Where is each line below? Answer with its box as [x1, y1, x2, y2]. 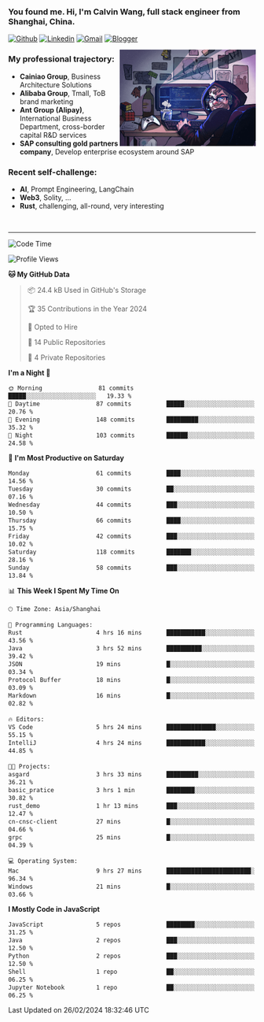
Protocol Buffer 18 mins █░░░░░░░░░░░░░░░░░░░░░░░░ [8, 676, 255, 683]
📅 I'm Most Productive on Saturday [8, 453, 124, 462]
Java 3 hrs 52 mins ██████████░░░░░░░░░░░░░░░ [8, 644, 255, 652]
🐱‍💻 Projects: [8, 762, 51, 770]
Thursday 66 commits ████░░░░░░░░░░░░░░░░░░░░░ [8, 517, 255, 524]
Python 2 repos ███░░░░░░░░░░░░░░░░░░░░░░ [8, 952, 255, 960]
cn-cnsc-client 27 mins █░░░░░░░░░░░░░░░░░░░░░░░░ [8, 817, 255, 825]
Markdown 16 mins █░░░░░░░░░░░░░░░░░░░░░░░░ [8, 691, 255, 699]
